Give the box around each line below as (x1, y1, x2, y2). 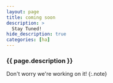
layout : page (6, 8, 39, 15)
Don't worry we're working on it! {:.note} (6, 70, 108, 78)
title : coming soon (6, 14, 56, 20)
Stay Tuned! (12, 25, 43, 32)
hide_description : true (6, 31, 67, 37)
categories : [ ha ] (6, 37, 50, 43)
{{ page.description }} (6, 57, 73, 65)
